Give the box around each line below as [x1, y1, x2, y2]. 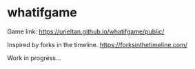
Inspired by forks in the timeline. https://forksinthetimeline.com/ [7, 40, 188, 49]
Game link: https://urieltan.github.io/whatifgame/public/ [7, 27, 165, 36]
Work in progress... [7, 53, 61, 62]
